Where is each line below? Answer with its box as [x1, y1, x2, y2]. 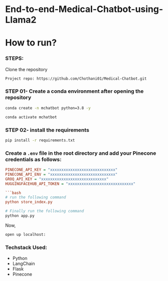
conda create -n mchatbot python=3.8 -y [5, 105, 91, 111]
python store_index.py [5, 199, 53, 205]
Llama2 [5, 14, 37, 26]
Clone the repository [5, 66, 48, 72]
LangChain [12, 260, 35, 266]
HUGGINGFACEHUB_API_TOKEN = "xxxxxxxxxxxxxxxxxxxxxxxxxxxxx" [5, 181, 136, 186]
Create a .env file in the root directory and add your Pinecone [5, 149, 156, 156]
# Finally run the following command [5, 209, 84, 214]
